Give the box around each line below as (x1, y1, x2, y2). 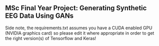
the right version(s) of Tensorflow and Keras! (5, 35, 96, 41)
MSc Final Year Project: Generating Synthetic (5, 4, 147, 12)
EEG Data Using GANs (5, 12, 74, 20)
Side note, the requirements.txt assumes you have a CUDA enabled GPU (5, 25, 153, 31)
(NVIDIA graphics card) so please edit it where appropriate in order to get (5, 30, 155, 36)
